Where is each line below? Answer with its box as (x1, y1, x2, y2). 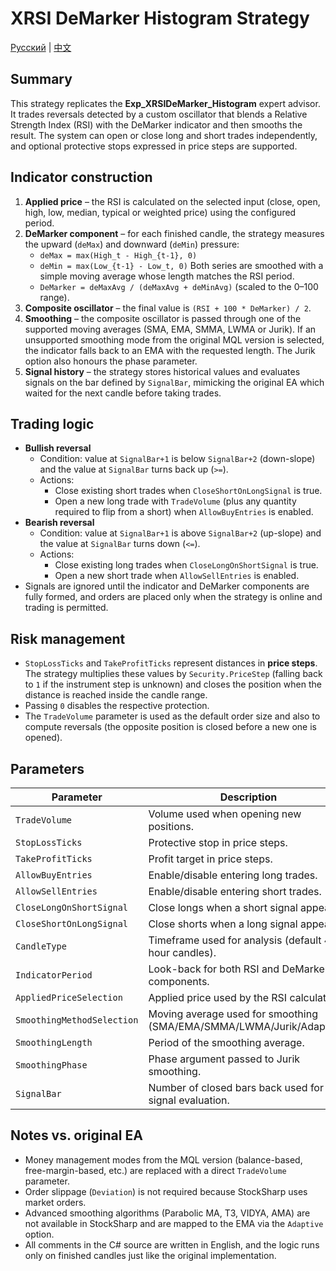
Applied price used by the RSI (148, 991, 288, 1004)
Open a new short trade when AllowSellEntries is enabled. (54, 570, 300, 582)
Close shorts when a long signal (148, 917, 298, 931)
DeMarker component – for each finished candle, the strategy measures (24, 227, 325, 239)
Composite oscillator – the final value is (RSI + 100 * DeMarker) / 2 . (24, 302, 312, 314)
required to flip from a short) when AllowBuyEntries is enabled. (54, 506, 314, 518)
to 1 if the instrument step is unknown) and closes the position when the (24, 678, 322, 691)
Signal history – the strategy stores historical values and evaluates (24, 365, 301, 377)
